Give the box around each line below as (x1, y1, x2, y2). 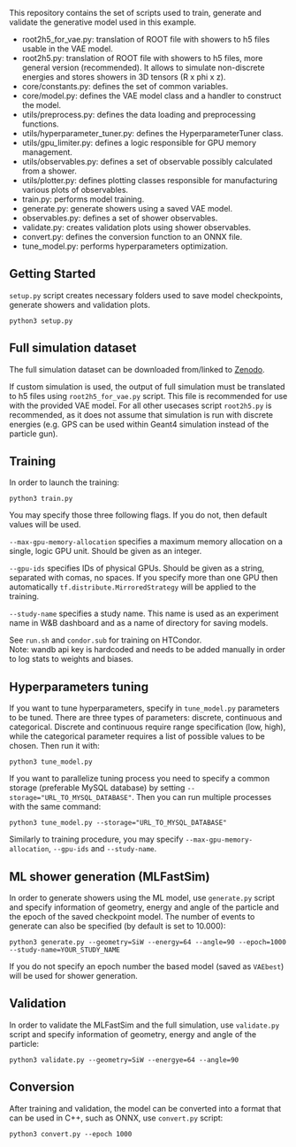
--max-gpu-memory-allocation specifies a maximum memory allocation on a (9, 536, 283, 547)
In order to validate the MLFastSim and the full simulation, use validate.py (9, 1020, 280, 1030)
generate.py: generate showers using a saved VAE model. (21, 204, 233, 213)
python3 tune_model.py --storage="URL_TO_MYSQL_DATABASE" (9, 819, 227, 828)
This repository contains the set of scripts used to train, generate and (9, 8, 262, 18)
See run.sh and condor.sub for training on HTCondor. (9, 635, 202, 645)
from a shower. (21, 166, 78, 176)
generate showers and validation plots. (9, 299, 150, 310)
